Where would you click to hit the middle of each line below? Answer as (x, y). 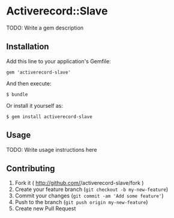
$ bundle (17, 95)
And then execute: (29, 83)
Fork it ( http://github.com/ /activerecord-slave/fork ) (79, 183)
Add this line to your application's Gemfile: (58, 61)
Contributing (31, 168)
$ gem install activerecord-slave (49, 117)
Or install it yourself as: (34, 105)
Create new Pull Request (45, 208)
